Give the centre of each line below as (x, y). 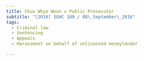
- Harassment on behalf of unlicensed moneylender (75, 44)
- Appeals (23, 38)
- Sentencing (27, 33)
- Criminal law (30, 28)
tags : (13, 22)
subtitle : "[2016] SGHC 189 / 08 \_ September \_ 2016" (71, 17)
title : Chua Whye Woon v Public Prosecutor (60, 11)
